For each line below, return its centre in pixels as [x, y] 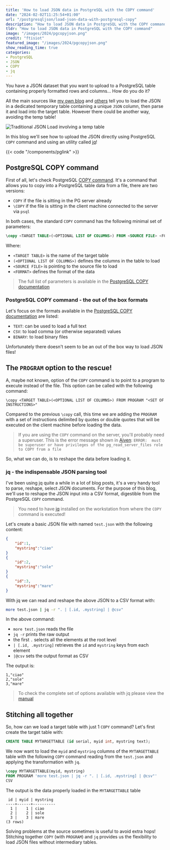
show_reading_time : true [32, 48]
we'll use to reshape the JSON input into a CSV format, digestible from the [83, 494]
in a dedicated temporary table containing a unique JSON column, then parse [84, 106]
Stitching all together [40, 714]
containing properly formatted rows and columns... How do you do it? [78, 91]
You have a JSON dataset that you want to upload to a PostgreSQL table [81, 86]
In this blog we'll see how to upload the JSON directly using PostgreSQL [81, 137]
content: [14, 530]
